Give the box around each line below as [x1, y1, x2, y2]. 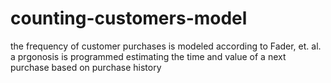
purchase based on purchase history [10, 61, 162, 73]
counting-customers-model [10, 7, 248, 30]
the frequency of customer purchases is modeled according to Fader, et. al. [10, 40, 322, 52]
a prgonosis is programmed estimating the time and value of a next [10, 50, 287, 62]
